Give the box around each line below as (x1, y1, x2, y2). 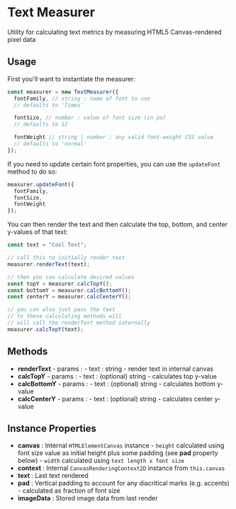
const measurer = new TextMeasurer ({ (7, 88, 119, 96)
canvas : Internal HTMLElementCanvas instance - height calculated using (17, 441, 225, 450)
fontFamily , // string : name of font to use (13, 95, 151, 102)
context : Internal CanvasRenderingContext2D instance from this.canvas (17, 464, 225, 472)
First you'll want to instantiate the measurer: (7, 74, 136, 83)
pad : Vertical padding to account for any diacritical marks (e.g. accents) (17, 479, 230, 488)
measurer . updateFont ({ (7, 181, 74, 188)
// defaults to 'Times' (13, 101, 84, 108)
